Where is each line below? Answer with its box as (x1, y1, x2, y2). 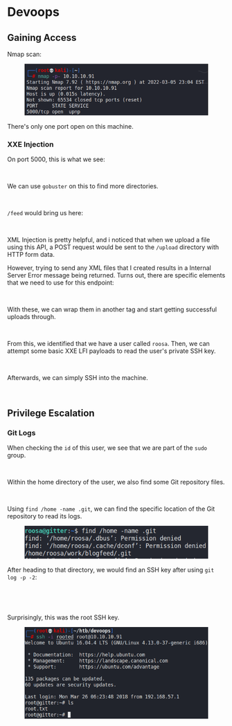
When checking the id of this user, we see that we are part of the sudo (7, 444, 208, 452)
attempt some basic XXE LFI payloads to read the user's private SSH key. (7, 347, 216, 355)
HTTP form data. (7, 251, 55, 259)
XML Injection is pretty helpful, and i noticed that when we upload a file (7, 236, 211, 244)
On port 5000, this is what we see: (7, 155, 105, 163)
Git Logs (7, 428, 36, 437)
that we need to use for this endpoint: (7, 278, 114, 287)
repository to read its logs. (7, 512, 82, 520)
